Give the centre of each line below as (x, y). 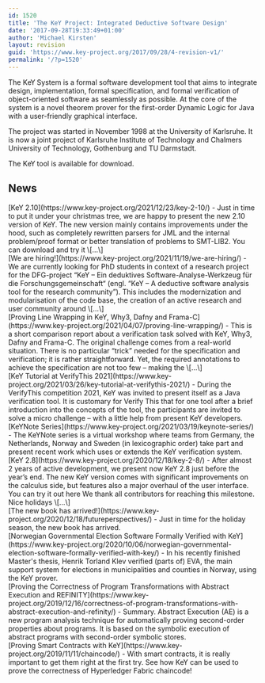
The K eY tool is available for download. (71, 163)
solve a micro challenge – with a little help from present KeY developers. (125, 418)
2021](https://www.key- (133, 376)
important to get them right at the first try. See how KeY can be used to (123, 662)
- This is (238, 325)
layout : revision (37, 45)
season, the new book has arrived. (64, 527)
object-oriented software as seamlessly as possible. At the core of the (123, 99)
